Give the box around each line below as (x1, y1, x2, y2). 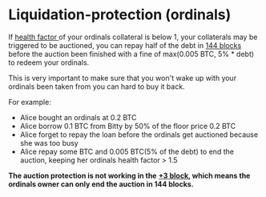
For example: (8, 97, 52, 107)
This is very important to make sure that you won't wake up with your (8, 73, 237, 82)
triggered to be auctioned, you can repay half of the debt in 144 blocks (8, 40, 242, 50)
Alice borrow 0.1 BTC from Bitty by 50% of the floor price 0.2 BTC (19, 121, 236, 131)
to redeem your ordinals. (8, 58, 90, 67)
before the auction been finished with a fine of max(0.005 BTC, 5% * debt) (8, 49, 255, 58)
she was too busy (19, 138, 79, 147)
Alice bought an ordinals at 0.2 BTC (19, 112, 137, 122)
